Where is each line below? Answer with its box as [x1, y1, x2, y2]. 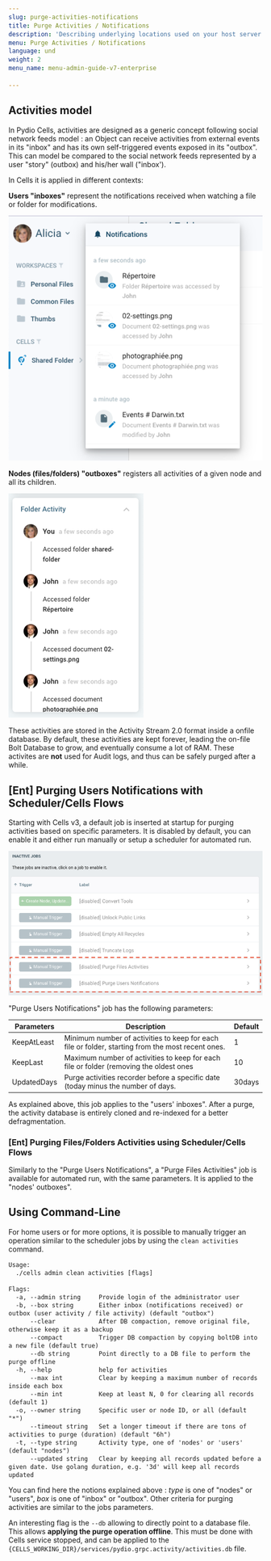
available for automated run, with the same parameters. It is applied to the [8, 1174, 254, 1184]
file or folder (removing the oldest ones [64, 1062, 194, 1071]
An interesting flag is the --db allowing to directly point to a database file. [8, 1517, 251, 1527]
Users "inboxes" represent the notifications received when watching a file [8, 191, 256, 200]
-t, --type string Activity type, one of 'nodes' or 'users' [15, 1438, 244, 1446]
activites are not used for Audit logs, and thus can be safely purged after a [8, 751, 256, 761]
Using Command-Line [8, 1205, 121, 1219]
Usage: [8, 1260, 31, 1269]
